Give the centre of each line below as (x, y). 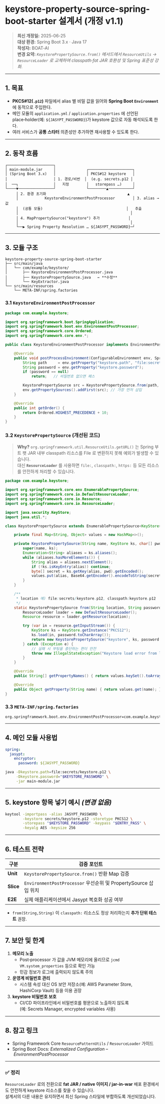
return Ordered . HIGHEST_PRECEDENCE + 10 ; (66, 413)
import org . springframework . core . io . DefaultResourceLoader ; (68, 495)
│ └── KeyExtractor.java (37, 282)
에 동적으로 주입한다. (32, 107)
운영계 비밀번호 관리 (31, 978)
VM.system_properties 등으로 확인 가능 (57, 965)
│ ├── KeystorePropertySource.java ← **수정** (61, 278)
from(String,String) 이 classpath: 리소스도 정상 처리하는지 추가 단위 (80, 913)
